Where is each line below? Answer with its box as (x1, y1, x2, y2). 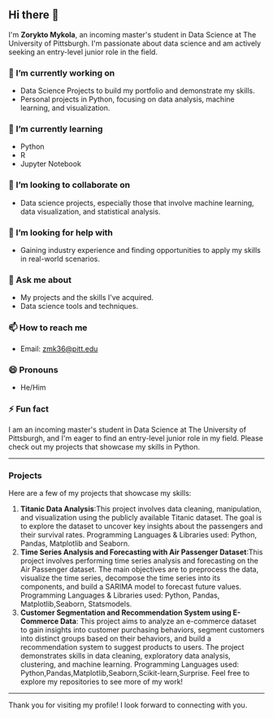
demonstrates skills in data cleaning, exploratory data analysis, (19, 651, 232, 661)
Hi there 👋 (8, 8, 59, 22)
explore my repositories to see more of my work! (19, 677, 184, 687)
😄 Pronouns (8, 363, 58, 375)
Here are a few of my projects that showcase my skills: (8, 489, 192, 498)
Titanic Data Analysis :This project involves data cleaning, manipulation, (19, 504, 262, 514)
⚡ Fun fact (8, 403, 50, 415)
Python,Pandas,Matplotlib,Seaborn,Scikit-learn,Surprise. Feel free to (19, 668, 250, 678)
